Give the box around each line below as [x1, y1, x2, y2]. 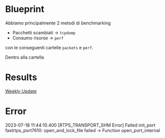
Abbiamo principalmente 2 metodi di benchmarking [5, 20, 111, 26]
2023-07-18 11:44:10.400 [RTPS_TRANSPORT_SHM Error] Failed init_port [5, 122, 156, 128]
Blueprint [5, 3, 44, 15]
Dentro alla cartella [5, 54, 44, 60]
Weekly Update [5, 88, 37, 94]
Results [5, 72, 37, 83]
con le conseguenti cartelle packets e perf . [5, 44, 93, 50]
